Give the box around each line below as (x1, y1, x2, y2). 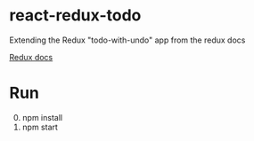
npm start (21, 121, 58, 132)
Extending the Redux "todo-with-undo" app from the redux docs (9, 35, 246, 45)
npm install (21, 112, 63, 122)
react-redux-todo (9, 5, 142, 26)
